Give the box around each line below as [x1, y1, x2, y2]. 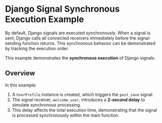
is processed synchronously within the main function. [12, 112, 120, 118]
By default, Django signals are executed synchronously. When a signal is [5, 30, 151, 36]
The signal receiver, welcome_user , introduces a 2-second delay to [12, 97, 145, 102]
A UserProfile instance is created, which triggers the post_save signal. [12, 91, 154, 97]
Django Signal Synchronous [5, 3, 120, 15]
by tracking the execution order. [5, 45, 69, 51]
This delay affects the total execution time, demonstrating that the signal [12, 107, 157, 113]
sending [5, 40, 21, 46]
